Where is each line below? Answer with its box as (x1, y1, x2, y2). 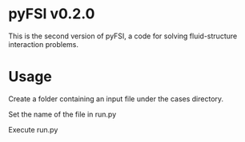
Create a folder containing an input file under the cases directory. (8, 93, 224, 104)
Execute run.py (8, 124, 58, 134)
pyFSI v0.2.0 (8, 5, 95, 23)
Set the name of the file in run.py (8, 109, 117, 119)
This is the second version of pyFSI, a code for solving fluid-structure (8, 31, 238, 41)
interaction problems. (8, 39, 78, 49)
